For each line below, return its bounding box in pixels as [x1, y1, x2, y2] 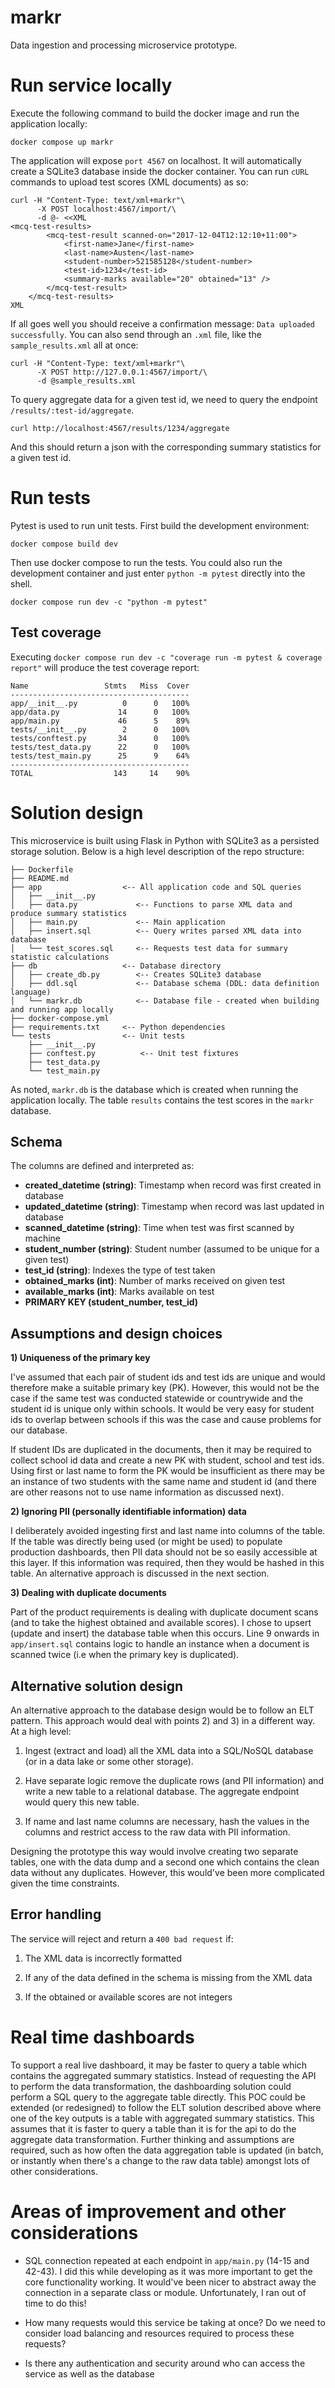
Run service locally [10, 74, 173, 97]
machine [24, 1232, 62, 1245]
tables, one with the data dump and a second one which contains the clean [10, 1856, 320, 1868]
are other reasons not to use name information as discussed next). [10, 1486, 285, 1498]
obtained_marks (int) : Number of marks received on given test [24, 1275, 286, 1287]
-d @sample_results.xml [36, 376, 137, 386]
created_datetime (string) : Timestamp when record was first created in [24, 1179, 322, 1191]
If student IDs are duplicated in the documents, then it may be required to [10, 1444, 312, 1456]
